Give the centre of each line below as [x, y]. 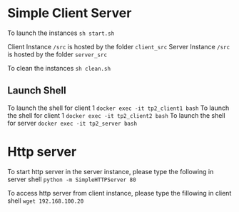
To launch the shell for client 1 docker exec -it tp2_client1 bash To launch [118, 108]
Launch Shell [37, 91]
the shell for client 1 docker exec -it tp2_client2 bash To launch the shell [117, 115]
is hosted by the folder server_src [57, 54]
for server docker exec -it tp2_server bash [72, 123]
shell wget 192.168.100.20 [46, 201]
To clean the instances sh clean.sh [59, 68]
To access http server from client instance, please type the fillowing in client [119, 193]
